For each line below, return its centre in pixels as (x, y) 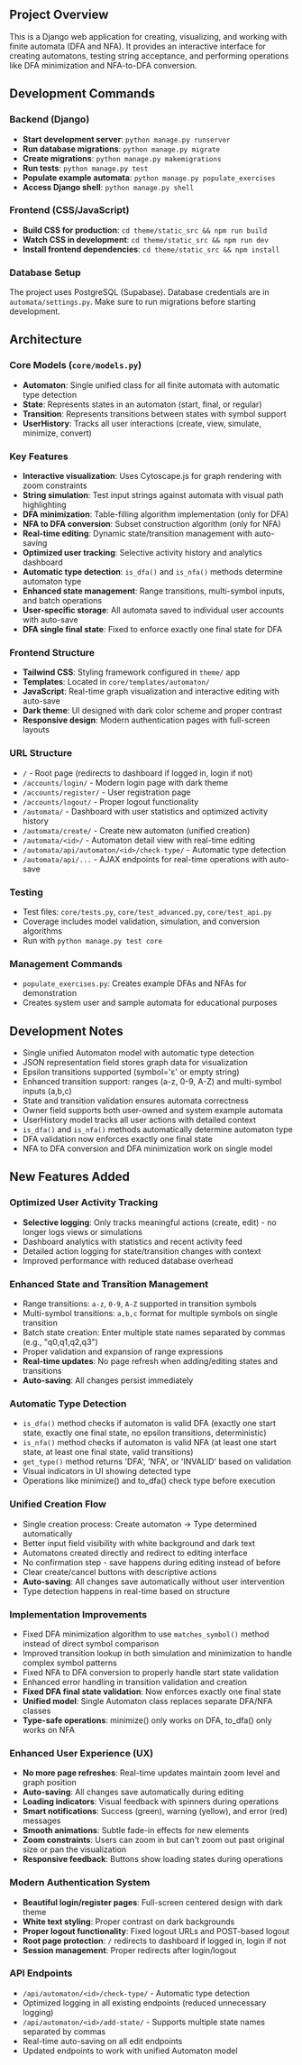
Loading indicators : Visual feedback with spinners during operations (151, 1802)
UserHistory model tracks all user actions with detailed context (139, 1120)
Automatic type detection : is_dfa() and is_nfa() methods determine (152, 572)
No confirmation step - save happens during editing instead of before (151, 1562)
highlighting (44, 505)
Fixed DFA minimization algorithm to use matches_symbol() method (146, 1634)
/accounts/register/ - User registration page (106, 792)
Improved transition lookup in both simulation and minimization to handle (157, 1653)
